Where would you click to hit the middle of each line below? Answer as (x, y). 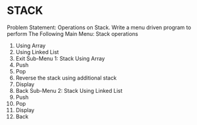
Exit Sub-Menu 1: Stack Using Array (60, 58)
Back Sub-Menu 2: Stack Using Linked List (69, 90)
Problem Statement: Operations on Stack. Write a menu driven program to (99, 27)
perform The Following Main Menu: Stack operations (73, 33)
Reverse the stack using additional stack (66, 78)
